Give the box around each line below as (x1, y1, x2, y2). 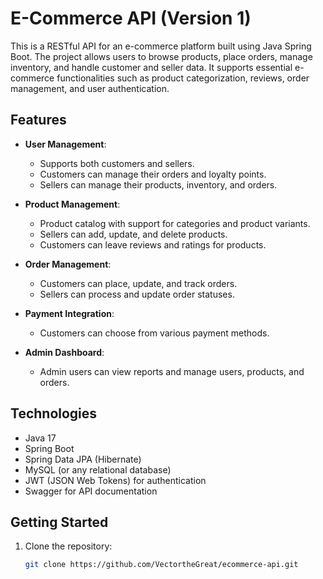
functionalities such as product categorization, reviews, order (56, 72, 310, 84)
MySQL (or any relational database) (24, 463, 172, 476)
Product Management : (24, 198, 121, 210)
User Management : (24, 138, 107, 150)
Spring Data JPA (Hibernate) (24, 453, 142, 465)
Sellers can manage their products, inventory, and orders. (39, 178, 278, 191)
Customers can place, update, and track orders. (39, 277, 238, 289)
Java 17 (24, 432, 57, 444)
